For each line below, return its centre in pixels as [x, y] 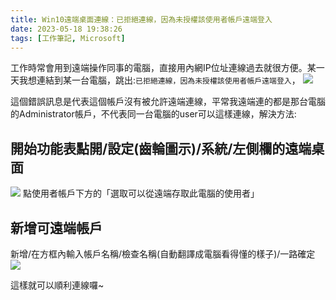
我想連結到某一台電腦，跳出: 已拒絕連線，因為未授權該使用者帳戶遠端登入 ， [159, 80]
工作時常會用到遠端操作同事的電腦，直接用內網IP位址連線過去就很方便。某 [163, 68]
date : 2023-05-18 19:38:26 [66, 29]
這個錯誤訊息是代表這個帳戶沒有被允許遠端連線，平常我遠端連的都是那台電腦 [168, 102]
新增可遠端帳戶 [56, 227]
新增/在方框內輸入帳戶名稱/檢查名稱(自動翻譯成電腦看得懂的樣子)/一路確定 [163, 254]
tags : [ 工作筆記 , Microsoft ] [68, 38]
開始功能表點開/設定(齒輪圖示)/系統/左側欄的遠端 [161, 148]
